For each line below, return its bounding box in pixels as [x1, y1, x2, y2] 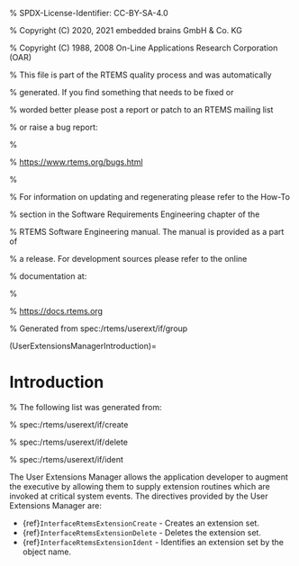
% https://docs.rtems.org [9, 306, 104, 316]
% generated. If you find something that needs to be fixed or [9, 87, 234, 97]
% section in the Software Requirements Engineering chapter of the [9, 209, 260, 220]
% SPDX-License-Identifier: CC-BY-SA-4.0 [9, 8, 168, 18]
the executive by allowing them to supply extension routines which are [9, 481, 270, 491]
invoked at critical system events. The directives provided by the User [9, 490, 268, 501]
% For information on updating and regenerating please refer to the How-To [9, 192, 291, 202]
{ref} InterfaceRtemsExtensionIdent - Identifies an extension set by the [22, 536, 284, 547]
